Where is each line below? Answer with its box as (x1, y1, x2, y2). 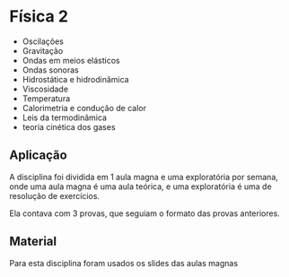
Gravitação (22, 45, 64, 56)
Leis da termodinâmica (22, 112, 108, 123)
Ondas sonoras (22, 65, 79, 75)
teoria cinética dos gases (22, 121, 116, 132)
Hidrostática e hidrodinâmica (22, 74, 129, 84)
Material (9, 234, 57, 249)
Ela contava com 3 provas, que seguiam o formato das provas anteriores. (9, 208, 280, 219)
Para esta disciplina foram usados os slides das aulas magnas (9, 257, 239, 268)
